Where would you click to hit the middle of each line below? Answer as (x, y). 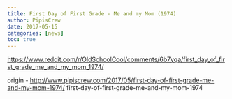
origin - (18, 80)
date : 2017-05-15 (32, 26)
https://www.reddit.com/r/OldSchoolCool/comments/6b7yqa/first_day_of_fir (116, 59)
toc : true (22, 40)
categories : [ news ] (36, 33)
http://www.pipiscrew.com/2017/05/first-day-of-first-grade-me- (122, 80)
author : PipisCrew (34, 20)
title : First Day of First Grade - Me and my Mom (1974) (92, 14)
